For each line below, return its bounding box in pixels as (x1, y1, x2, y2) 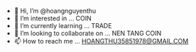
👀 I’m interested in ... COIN (13, 14, 92, 22)
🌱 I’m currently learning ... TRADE (13, 22, 112, 30)
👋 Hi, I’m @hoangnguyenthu (13, 7, 97, 15)
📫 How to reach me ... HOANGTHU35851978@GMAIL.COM (13, 37, 189, 45)
